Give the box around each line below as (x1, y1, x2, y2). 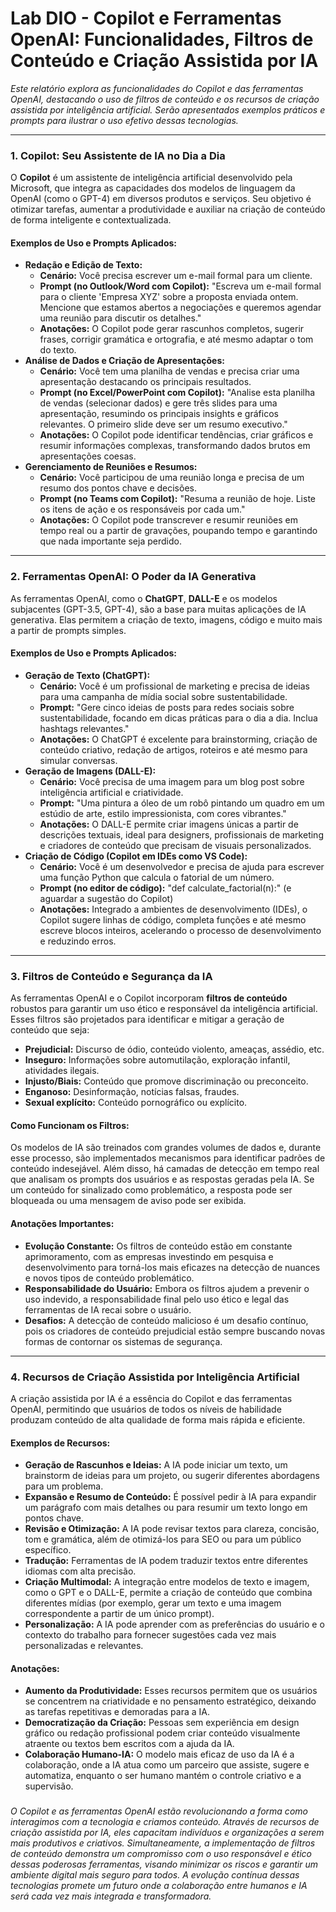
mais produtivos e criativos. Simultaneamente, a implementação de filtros (10, 1837, 316, 1849)
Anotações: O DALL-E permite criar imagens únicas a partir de (39, 818, 299, 830)
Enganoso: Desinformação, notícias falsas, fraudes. (24, 1086, 240, 1098)
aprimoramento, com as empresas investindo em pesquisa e (24, 1250, 274, 1262)
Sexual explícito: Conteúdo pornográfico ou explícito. (24, 1097, 248, 1109)
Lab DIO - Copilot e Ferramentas (10, 7, 282, 30)
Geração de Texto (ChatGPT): (24, 669, 151, 681)
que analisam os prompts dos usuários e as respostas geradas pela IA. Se (10, 1173, 315, 1186)
